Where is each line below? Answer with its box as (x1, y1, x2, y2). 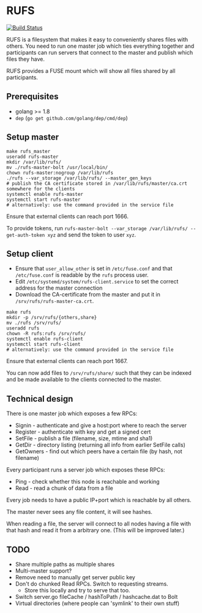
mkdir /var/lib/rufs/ (6, 159, 62, 165)
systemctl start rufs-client (6, 341, 81, 348)
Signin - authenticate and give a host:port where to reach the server (15, 422, 187, 429)
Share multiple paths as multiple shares (15, 561, 115, 568)
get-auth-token (6, 232, 45, 238)
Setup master (6, 132, 59, 143)
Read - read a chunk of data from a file (15, 484, 113, 492)
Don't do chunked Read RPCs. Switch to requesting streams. (15, 580, 168, 587)
